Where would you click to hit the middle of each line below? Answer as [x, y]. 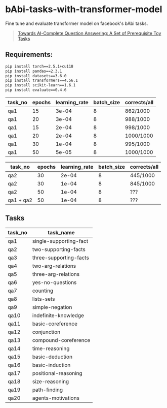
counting [43, 291]
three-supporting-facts [61, 258]
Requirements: [29, 55]
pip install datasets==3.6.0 [36, 76]
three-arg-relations [56, 274]
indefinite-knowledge [58, 315]
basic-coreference [55, 324]
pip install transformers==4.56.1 [42, 81]
